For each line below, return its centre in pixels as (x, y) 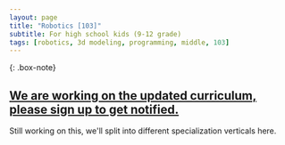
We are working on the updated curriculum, (133, 96)
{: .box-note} (33, 68)
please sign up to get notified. (94, 109)
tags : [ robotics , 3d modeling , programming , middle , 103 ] (119, 42)
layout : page (34, 17)
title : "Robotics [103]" (55, 26)
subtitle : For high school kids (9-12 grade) (95, 34)
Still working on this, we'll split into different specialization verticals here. (143, 131)
